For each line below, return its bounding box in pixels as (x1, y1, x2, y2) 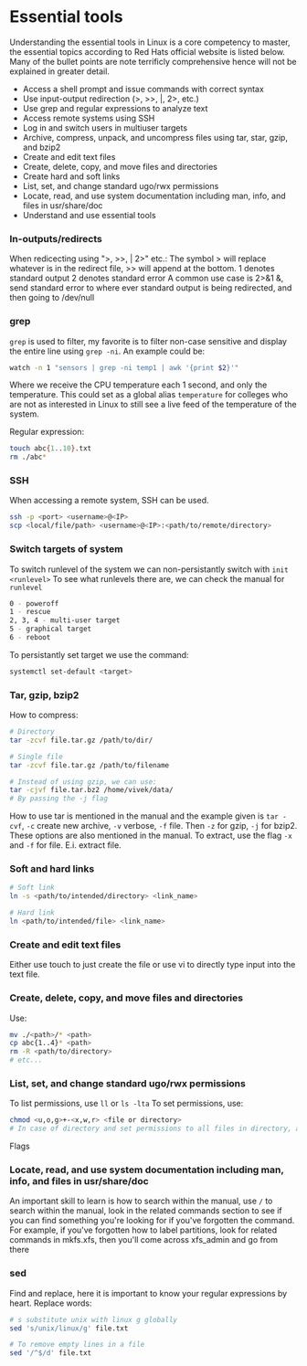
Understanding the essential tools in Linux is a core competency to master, (9, 37, 291, 48)
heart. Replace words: (9, 1297, 92, 1308)
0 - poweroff (9, 598, 59, 609)
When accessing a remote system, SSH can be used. (9, 495, 209, 506)
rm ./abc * (9, 452, 48, 462)
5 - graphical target (9, 624, 92, 634)
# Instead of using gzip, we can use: (9, 777, 157, 787)
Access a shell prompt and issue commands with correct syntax (22, 83, 265, 94)
